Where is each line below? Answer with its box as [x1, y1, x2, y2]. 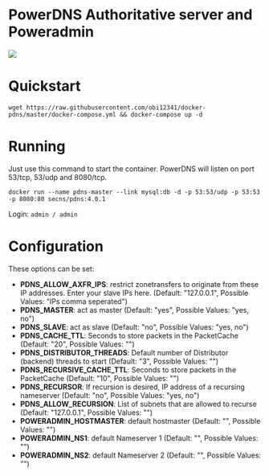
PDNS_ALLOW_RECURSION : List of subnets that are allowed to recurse [19, 399, 257, 408]
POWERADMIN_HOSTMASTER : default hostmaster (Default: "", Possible [19, 416, 261, 425]
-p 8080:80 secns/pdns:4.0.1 [8, 195, 106, 203]
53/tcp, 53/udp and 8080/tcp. [8, 172, 108, 182]
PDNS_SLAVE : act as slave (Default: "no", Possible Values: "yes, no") [19, 322, 249, 331]
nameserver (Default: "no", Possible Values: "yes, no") [19, 390, 200, 400]
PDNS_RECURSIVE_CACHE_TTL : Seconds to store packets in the [19, 364, 237, 375]
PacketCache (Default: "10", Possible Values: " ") [19, 373, 179, 383]
